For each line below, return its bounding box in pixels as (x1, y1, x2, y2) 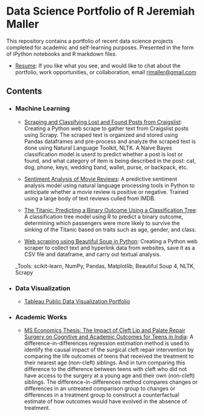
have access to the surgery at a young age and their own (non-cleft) (24, 372, 195, 380)
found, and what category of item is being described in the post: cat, (24, 157, 196, 164)
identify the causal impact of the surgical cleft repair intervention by (24, 346, 194, 353)
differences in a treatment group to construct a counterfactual (24, 391, 180, 399)
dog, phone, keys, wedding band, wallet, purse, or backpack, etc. (24, 163, 188, 171)
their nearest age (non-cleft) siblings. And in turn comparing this (24, 359, 186, 366)
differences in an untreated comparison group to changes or (24, 385, 175, 392)
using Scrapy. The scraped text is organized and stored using (24, 131, 178, 138)
